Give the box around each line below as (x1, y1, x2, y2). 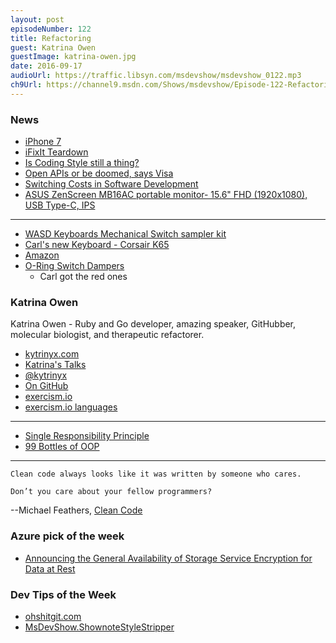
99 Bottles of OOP (24, 441, 100, 453)
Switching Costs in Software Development (24, 178, 199, 190)
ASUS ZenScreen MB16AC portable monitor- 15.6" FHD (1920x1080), (24, 189, 308, 201)
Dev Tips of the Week (10, 587, 117, 601)
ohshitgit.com (24, 610, 82, 622)
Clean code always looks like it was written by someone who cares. (10, 469, 302, 480)
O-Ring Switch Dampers (24, 260, 125, 272)
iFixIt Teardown (24, 146, 89, 158)
